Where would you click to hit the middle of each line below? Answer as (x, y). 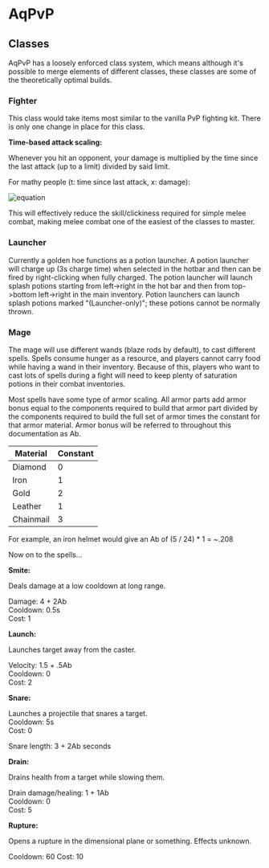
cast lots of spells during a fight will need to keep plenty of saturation (123, 375)
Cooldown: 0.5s (34, 610)
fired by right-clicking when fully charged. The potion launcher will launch (130, 277)
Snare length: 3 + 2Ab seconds (60, 746)
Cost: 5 (20, 809)
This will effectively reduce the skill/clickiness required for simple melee (127, 213)
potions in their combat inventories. (67, 383)
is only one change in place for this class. (77, 127)
